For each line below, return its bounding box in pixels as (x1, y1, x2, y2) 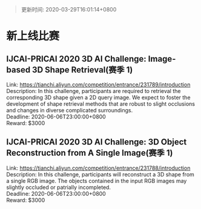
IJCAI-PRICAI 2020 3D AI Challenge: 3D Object (6, 137, 187, 147)
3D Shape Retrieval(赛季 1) (32, 65, 133, 75)
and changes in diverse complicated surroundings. (6, 107, 133, 114)
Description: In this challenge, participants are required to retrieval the (6, 88, 181, 94)
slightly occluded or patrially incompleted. (6, 184, 111, 191)
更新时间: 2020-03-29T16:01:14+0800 (21, 6, 117, 13)
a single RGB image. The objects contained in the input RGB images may (6, 177, 187, 184)
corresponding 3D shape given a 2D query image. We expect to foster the (6, 94, 191, 101)
